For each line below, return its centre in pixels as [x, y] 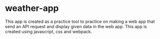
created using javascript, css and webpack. [49, 31]
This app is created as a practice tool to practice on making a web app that [80, 21]
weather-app [32, 8]
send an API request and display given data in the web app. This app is [76, 26]
